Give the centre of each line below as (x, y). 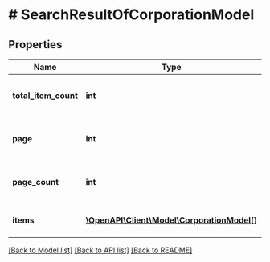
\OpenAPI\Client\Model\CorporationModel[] (171, 220)
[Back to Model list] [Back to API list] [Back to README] (100, 250)
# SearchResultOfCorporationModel (131, 15)
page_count (35, 182)
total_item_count (45, 96)
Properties (35, 45)
